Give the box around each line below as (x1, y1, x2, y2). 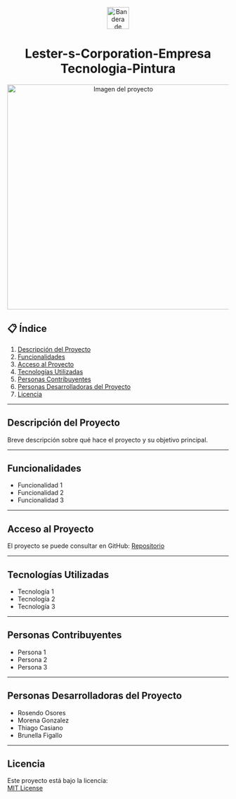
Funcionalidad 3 (17, 496, 65, 504)
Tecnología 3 (17, 602, 55, 611)
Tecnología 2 (17, 595, 55, 603)
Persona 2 (17, 655, 48, 664)
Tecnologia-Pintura (60, 60, 176, 77)
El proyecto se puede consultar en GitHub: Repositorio (7, 542, 165, 550)
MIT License (7, 784, 44, 793)
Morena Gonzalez (17, 716, 69, 724)
